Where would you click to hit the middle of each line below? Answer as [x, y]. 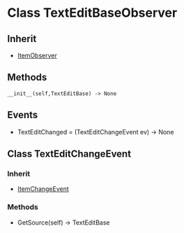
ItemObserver [37, 55]
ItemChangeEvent [43, 189]
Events [23, 115]
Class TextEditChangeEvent [69, 154]
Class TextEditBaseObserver [92, 13]
